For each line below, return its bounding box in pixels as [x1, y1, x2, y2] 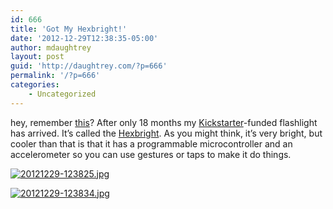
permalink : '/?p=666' [10, 71, 101, 81]
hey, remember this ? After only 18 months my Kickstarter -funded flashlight [10, 116, 318, 128]
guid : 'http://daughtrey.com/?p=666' [10, 61, 168, 71]
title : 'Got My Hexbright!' [10, 24, 128, 34]
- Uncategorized [28, 89, 97, 99]
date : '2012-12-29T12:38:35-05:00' [10, 33, 159, 43]
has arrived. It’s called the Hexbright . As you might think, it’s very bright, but [10, 127, 323, 139]
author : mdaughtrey [10, 42, 92, 53]
